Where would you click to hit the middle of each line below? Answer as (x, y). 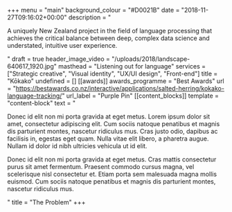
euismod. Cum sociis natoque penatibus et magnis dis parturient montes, (111, 182)
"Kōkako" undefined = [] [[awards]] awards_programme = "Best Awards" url (116, 81)
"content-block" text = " (42, 103)
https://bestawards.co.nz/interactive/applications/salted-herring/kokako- (120, 88)
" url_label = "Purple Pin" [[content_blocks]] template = (141, 96)
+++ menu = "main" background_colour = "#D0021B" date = (93, 10)
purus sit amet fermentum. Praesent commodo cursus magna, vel (101, 167)
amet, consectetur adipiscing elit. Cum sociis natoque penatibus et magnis (114, 124)
